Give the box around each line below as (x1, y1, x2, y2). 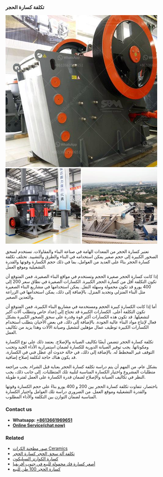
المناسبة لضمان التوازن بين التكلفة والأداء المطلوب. (5, 394, 98, 400)
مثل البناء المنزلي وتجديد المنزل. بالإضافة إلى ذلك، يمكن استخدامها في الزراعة (5, 289, 146, 295)
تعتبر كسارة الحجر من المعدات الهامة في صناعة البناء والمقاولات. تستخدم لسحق (5, 248, 149, 254)
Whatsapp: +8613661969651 (12, 417, 72, 423)
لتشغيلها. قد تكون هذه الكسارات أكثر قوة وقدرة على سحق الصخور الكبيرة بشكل (5, 314, 149, 320)
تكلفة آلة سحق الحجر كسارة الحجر (12, 450, 75, 456)
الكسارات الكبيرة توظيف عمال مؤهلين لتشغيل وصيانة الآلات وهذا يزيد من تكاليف (5, 324, 149, 330)
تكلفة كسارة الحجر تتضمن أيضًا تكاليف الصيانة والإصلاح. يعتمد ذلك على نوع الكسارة (5, 339, 154, 345)
